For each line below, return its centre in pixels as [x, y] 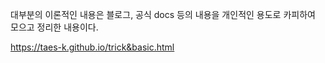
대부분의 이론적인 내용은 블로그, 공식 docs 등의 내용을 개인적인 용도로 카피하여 [163, 14]
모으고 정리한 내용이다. [54, 27]
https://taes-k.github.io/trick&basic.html [92, 47]
